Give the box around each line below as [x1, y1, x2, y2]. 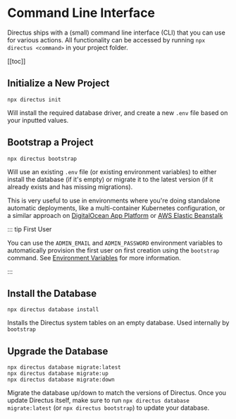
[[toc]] [7, 56, 26, 65]
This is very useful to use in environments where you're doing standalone [7, 196, 221, 205]
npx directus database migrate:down [7, 376, 115, 384]
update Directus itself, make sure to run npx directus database [7, 396, 190, 405]
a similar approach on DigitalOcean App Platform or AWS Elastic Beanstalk [7, 211, 223, 219]
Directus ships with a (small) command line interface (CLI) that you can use [7, 28, 225, 37]
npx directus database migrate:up [7, 370, 109, 377]
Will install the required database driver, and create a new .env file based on [7, 108, 228, 117]
